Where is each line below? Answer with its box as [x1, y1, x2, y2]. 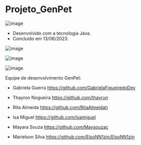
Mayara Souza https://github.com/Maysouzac [12, 124, 109, 130]
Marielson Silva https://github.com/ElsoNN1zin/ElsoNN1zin [12, 133, 135, 140]
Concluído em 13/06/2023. [12, 35, 69, 42]
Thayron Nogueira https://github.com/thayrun [12, 94, 108, 100]
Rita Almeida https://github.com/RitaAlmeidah [12, 104, 108, 110]
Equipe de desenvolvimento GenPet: [5, 75, 82, 81]
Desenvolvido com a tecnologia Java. [12, 30, 91, 36]
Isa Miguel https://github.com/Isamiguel [12, 114, 96, 120]
